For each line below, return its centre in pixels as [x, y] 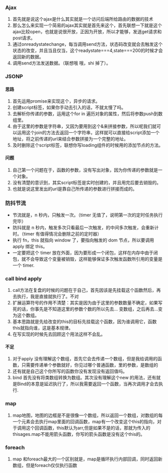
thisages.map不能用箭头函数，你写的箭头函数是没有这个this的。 [78, 434]
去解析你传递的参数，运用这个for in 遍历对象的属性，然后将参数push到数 [88, 114]
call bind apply [23, 278]
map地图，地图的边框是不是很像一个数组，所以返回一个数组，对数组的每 [88, 415]
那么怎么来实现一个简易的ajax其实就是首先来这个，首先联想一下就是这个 [87, 25]
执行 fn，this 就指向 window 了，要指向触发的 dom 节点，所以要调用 [83, 240]
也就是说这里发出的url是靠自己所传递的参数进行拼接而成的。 [75, 189]
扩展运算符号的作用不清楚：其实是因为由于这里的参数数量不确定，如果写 [87, 303]
